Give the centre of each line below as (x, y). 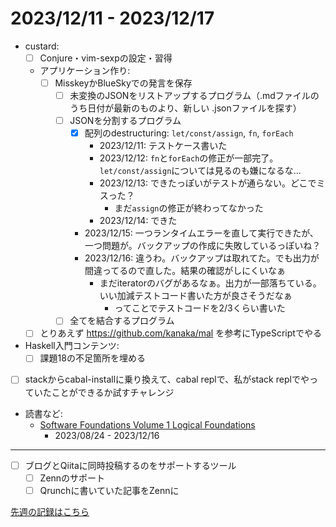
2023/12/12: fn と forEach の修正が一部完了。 (189, 158)
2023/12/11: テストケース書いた (163, 146)
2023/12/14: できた (138, 221)
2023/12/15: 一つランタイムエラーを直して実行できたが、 (201, 233)
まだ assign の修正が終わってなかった (189, 208)
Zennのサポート (72, 478)
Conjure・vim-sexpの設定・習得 (106, 58)
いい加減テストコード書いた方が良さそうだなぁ (196, 296)
